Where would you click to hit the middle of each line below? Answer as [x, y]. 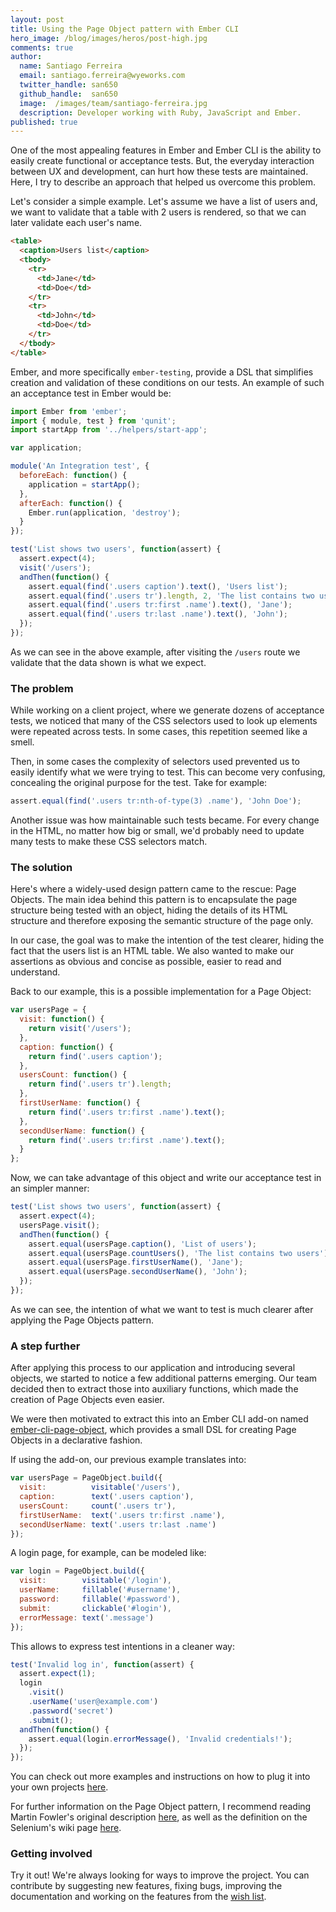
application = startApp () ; [84, 484]
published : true [44, 122]
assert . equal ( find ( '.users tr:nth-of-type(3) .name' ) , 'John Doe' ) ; [156, 801]
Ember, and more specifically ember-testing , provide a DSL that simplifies [162, 372]
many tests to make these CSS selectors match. [109, 842]
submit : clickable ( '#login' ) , [95, 1608]
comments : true [42, 47]
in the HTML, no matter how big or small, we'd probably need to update [157, 831]
